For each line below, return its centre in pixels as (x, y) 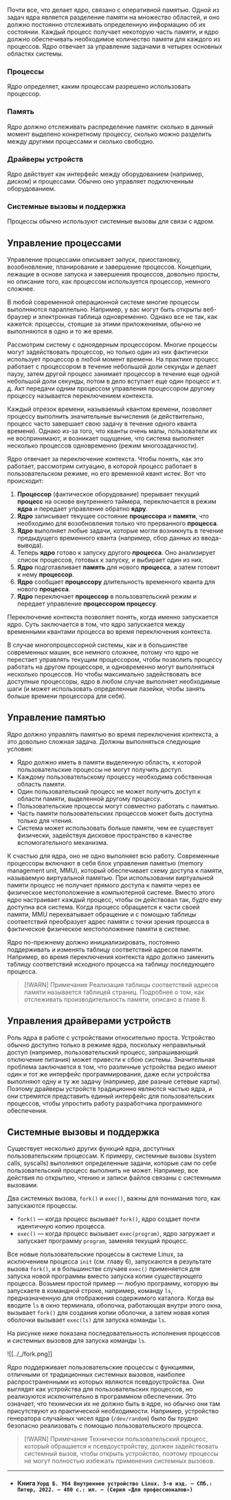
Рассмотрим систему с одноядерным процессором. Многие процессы (112, 344)
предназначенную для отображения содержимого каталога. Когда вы (111, 1298)
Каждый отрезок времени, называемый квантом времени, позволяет (110, 409)
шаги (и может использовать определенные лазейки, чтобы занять (106, 689)
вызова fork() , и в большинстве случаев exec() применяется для (104, 1269)
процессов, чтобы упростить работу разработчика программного (105, 1103)
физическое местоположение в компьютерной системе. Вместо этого (111, 892)
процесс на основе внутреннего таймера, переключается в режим (117, 501)
